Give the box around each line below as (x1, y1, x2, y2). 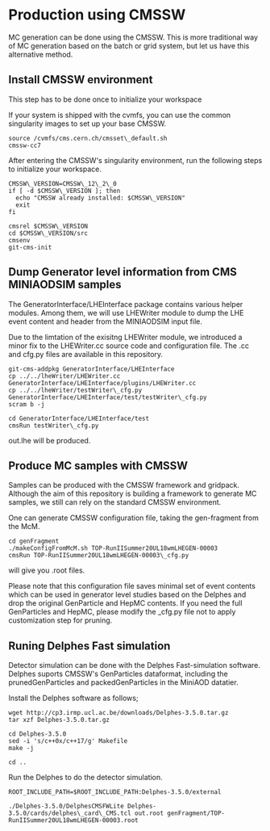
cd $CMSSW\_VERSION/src (8, 229, 89, 237)
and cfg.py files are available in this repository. (8, 349, 164, 359)
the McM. (8, 522, 40, 531)
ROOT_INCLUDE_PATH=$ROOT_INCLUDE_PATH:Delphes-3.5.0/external (8, 788, 222, 796)
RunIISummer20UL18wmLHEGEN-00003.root (8, 816, 139, 825)
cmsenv (8, 236, 31, 244)
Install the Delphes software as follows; (8, 693, 139, 703)
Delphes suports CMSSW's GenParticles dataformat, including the (8, 669, 228, 679)
